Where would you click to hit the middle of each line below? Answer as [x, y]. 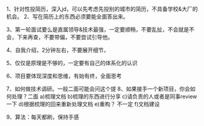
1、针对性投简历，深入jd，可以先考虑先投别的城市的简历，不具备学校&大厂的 [102, 9]
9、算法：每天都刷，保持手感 [43, 117]
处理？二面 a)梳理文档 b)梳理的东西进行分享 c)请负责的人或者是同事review [104, 96]
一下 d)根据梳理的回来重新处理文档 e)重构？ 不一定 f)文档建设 [83, 104]
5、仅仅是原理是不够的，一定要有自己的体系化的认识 [72, 63]
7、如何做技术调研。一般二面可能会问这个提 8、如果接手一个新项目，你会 [98, 89]
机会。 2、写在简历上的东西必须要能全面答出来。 [68, 16]
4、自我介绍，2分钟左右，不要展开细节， [58, 50]
